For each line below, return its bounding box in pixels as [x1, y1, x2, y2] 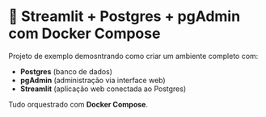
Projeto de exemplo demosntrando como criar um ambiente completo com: [8, 51, 259, 61]
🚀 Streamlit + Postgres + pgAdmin [8, 7, 241, 26]
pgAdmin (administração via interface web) [19, 75, 166, 85]
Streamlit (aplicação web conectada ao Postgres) [19, 84, 187, 94]
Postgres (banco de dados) [19, 66, 113, 76]
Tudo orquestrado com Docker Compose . [8, 99, 148, 109]
